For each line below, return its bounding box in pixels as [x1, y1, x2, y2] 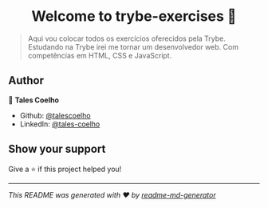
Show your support [8, 142, 106, 156]
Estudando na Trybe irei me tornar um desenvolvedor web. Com [27, 42, 239, 51]
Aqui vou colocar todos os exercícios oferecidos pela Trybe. [27, 34, 226, 43]
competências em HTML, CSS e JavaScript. [27, 50, 172, 60]
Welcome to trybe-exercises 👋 [31, 7, 237, 26]
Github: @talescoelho [19, 110, 91, 120]
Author [8, 74, 44, 87]
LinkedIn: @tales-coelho [19, 119, 100, 129]
